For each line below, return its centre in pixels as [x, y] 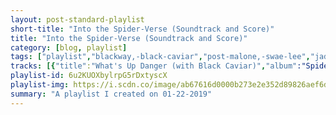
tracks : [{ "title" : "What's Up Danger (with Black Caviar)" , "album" [154, 66]
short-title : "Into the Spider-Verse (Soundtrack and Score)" [142, 29]
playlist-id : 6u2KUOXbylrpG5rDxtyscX [89, 76]
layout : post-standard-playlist [77, 19]
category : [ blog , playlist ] [69, 47]
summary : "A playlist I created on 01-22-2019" [111, 94]
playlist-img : [40, 85]
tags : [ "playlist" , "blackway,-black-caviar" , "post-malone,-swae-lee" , [160, 57]
